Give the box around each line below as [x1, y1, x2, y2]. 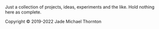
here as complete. [5, 9, 42, 15]
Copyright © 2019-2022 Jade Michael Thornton [5, 19, 102, 24]
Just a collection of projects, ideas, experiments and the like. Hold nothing [5, 4, 155, 10]
